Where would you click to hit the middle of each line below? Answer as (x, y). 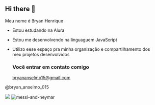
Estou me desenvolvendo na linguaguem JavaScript (65, 40)
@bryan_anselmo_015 (27, 87)
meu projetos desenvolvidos (41, 54)
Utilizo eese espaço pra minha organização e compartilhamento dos (81, 49)
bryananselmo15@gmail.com (41, 78)
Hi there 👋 (20, 9)
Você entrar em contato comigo (51, 67)
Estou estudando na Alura (38, 30)
